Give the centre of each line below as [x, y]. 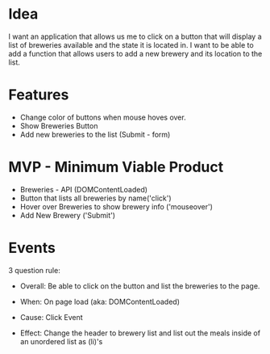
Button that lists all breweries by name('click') [96, 198]
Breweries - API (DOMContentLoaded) [83, 189]
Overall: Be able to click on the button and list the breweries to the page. [140, 286]
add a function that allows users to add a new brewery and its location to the [135, 53]
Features [39, 95]
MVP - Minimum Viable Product [116, 167]
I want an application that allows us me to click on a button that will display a [135, 36]
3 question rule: [34, 270]
